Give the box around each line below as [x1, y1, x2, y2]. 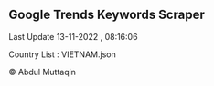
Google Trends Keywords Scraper [8, 7, 205, 23]
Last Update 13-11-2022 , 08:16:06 [8, 31, 138, 42]
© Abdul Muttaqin [8, 66, 77, 77]
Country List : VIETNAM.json [8, 49, 116, 60]
